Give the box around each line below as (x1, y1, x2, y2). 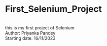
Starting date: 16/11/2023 (5, 35, 56, 41)
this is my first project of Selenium (5, 24, 75, 30)
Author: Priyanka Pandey (5, 30, 56, 36)
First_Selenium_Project (5, 3, 102, 15)
